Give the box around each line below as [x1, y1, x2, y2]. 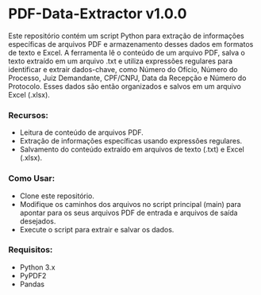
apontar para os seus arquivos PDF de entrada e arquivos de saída [19, 208, 238, 217]
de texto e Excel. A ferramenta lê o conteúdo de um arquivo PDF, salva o [8, 48, 246, 57]
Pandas [19, 279, 45, 289]
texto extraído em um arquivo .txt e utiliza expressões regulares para [8, 56, 232, 66]
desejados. [19, 216, 56, 226]
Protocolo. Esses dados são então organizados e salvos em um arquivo [8, 81, 242, 91]
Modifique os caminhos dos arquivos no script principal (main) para [19, 199, 242, 209]
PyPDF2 [19, 270, 47, 280]
